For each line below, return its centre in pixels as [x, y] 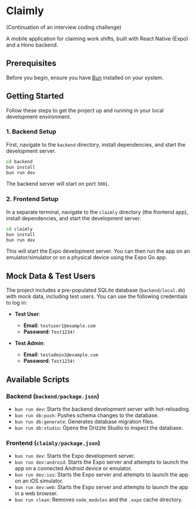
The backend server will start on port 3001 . [58, 184]
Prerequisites [31, 63]
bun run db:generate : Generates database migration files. [84, 421]
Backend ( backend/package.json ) [53, 396]
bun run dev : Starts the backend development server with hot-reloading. [102, 409]
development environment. [39, 117]
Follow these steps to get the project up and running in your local [85, 110]
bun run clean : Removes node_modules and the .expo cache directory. [99, 500]
